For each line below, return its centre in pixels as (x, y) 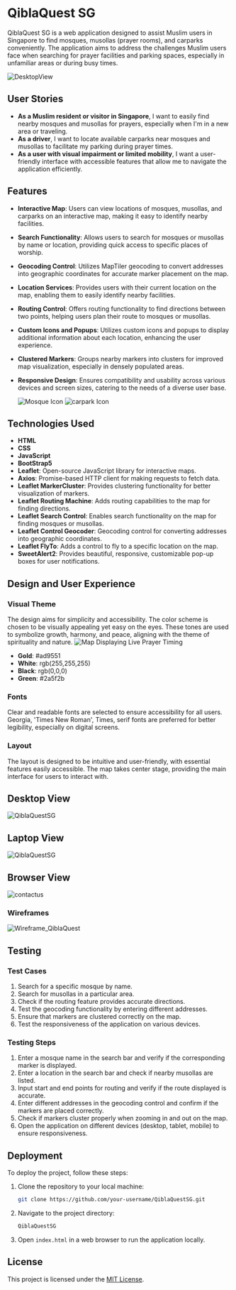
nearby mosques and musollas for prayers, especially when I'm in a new (123, 124)
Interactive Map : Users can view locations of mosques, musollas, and (120, 208)
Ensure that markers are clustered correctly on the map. (99, 1017)
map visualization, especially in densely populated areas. (101, 366)
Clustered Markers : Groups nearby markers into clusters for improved (120, 359)
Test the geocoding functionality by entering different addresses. (112, 1009)
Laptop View (36, 838)
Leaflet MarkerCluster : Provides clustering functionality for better (114, 486)
